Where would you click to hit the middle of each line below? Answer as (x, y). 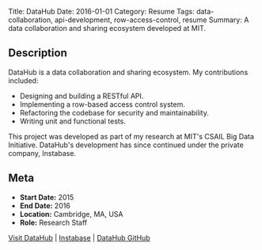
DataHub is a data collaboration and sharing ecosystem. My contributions (128, 72)
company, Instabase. (42, 153)
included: (23, 80)
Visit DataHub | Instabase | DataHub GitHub (79, 237)
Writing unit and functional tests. (73, 121)
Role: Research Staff (53, 222)
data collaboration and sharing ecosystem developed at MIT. (107, 28)
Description (38, 53)
